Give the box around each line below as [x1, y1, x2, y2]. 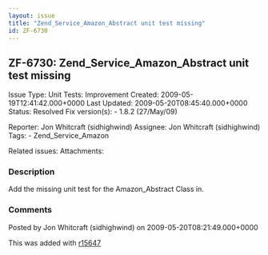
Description [8, 166, 55, 177]
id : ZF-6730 [8, 26, 48, 34]
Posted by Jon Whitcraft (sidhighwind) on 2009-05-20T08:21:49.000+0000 [8, 222, 258, 232]
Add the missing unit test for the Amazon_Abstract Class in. [8, 185, 204, 194]
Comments [8, 205, 52, 216]
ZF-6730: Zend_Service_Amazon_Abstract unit [8, 56, 250, 70]
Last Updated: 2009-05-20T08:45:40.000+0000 [86, 98, 248, 108]
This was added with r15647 [8, 237, 102, 248]
